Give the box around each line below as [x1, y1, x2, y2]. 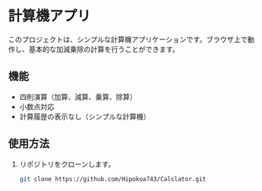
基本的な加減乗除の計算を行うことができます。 [28, 44, 180, 53]
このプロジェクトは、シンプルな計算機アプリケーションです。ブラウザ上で [8, 35, 248, 44]
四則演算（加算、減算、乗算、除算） [19, 92, 137, 101]
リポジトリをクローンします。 [19, 159, 115, 169]
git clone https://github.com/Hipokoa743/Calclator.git [19, 174, 206, 183]
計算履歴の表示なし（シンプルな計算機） [19, 112, 151, 121]
